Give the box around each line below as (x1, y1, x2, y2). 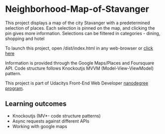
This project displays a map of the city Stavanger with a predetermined (5, 20, 150, 26)
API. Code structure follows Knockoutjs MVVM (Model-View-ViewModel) (5, 65, 154, 71)
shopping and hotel (5, 36, 45, 42)
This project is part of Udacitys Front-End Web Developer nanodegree (5, 80, 149, 86)
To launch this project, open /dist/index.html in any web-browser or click (5, 45, 154, 51)
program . (5, 85, 24, 91)
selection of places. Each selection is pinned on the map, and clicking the (5, 25, 155, 31)
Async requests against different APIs (12, 118, 90, 124)
